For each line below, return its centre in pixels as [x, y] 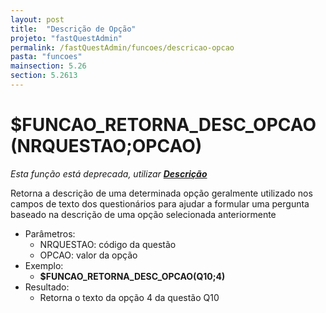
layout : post [37, 19]
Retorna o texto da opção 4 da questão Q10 [129, 297]
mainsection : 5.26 [48, 66]
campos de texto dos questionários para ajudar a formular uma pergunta [160, 203]
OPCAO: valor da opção [88, 255]
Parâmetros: [50, 233]
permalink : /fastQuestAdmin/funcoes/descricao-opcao [122, 47]
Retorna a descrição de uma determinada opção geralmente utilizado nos [161, 193]
